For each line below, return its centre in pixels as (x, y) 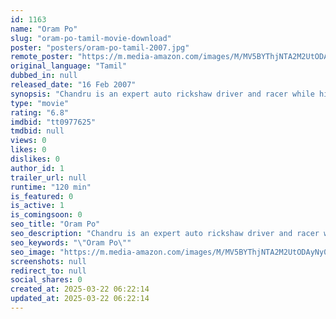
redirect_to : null (48, 271)
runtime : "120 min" (51, 187)
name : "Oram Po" (44, 29)
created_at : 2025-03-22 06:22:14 (80, 289)
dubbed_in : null (44, 76)
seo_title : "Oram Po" (55, 224)
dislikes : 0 (35, 159)
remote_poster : (42, 57)
